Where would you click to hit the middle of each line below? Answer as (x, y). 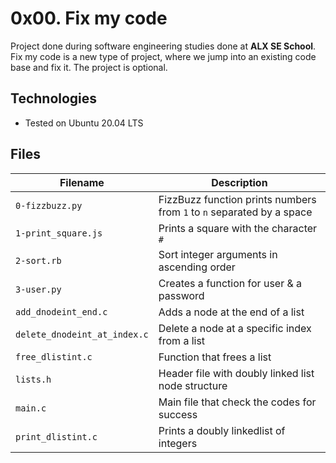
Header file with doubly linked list (236, 373)
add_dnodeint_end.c (61, 311)
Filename (82, 182)
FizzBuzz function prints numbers (237, 199)
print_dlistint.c (56, 436)
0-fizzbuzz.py (49, 205)
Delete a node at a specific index (235, 328)
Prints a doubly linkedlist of (222, 430)
